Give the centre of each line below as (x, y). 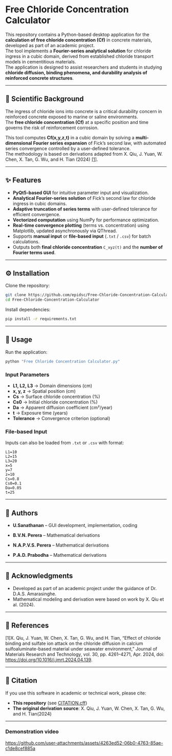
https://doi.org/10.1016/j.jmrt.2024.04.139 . (49, 660)
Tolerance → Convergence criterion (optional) (61, 418)
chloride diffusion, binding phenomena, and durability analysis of (76, 72)
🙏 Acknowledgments (39, 576)
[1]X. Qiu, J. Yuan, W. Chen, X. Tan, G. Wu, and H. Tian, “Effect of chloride (83, 638)
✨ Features (23, 180)
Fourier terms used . (34, 253)
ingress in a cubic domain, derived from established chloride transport (79, 56)
